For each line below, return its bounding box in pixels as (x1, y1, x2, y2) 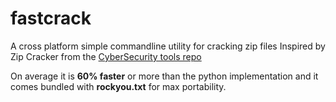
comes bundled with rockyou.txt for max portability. (10, 80, 227, 92)
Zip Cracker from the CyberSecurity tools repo (10, 50, 202, 62)
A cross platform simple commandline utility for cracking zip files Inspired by (10, 40, 326, 52)
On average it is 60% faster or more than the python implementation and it (10, 70, 319, 82)
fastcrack (10, 7, 92, 30)
